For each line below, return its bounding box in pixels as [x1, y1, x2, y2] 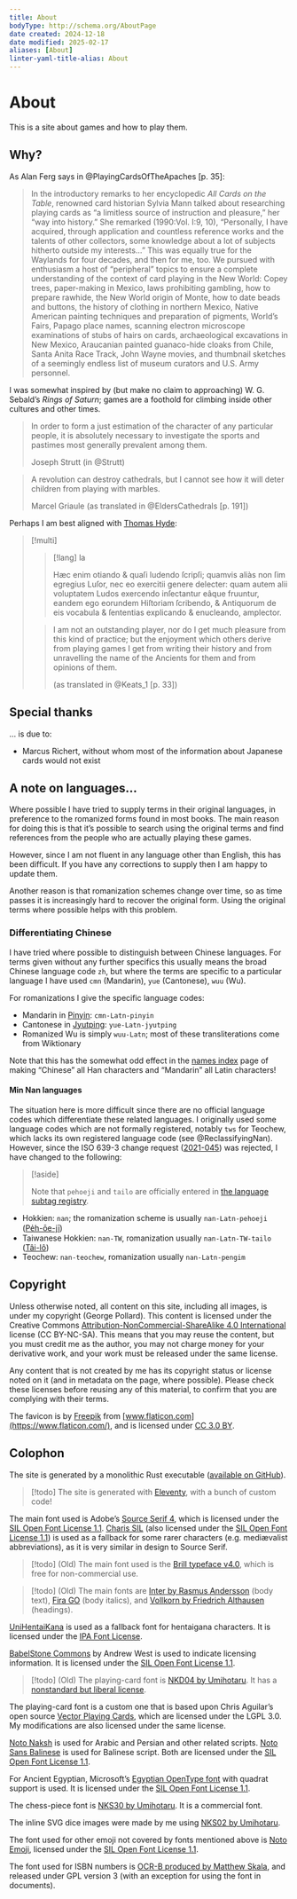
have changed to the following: [9, 1151, 122, 1162]
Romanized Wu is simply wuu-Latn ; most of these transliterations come [21, 1028, 280, 1039]
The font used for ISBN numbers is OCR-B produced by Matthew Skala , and [9, 1861, 286, 1871]
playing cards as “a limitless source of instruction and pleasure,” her [30, 207, 280, 217]
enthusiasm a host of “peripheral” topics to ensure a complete [30, 264, 259, 274]
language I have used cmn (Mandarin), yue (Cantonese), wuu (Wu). [9, 975, 246, 986]
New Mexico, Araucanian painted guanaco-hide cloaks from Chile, [30, 339, 274, 350]
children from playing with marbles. [30, 483, 161, 493]
